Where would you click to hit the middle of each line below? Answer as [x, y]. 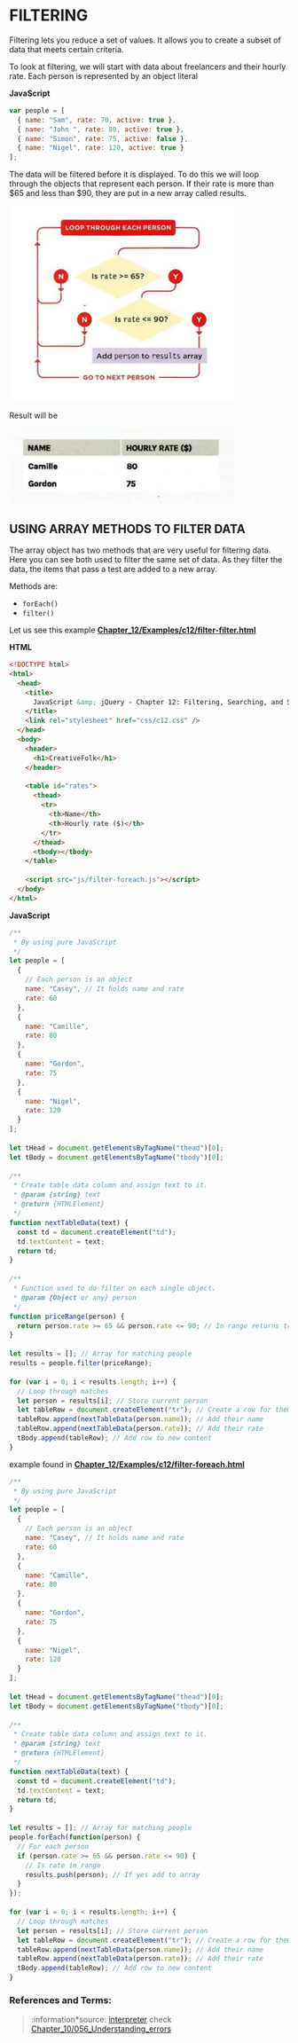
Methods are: [34, 586]
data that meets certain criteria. [67, 49]
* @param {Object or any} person [75, 1297]
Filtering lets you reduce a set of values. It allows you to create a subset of [145, 40]
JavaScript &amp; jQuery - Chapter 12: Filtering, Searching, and [158, 702]
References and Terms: [61, 2000]
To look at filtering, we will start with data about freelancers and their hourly [148, 67]
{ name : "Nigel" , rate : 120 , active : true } [101, 148]
